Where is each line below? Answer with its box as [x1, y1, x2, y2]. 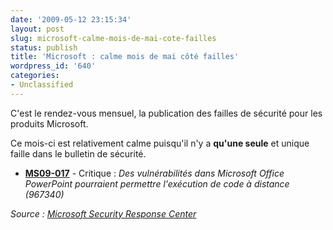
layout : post [10, 24, 65, 34]
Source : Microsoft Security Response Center [10, 207, 197, 220]
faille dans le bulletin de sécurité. [10, 147, 147, 160]
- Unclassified [10, 80, 74, 90]
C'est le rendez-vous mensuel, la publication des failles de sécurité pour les [10, 107, 323, 119]
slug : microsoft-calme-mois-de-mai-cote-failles [10, 33, 217, 43]
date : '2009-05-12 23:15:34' [10, 14, 132, 25]
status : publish [10, 42, 78, 53]
